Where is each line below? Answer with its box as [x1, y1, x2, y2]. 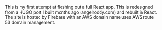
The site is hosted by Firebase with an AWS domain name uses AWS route [5, 15, 154, 20]
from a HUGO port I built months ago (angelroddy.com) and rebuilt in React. [5, 9, 157, 15]
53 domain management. [5, 19, 55, 25]
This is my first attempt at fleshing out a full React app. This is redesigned [5, 4, 153, 10]
